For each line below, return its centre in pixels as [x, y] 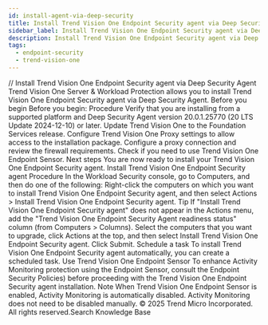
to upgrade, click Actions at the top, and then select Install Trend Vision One [133, 236]
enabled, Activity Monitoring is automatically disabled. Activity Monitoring [129, 295]
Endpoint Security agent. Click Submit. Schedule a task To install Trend [125, 244]
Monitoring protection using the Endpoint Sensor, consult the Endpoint [124, 269]
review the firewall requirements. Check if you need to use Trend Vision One [134, 151]
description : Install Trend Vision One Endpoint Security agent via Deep [134, 38]
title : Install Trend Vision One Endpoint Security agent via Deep [123, 23]
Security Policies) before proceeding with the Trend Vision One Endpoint [128, 278]
